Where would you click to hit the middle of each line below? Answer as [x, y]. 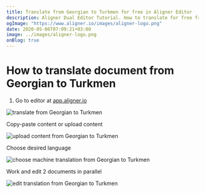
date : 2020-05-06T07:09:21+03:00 [49, 29]
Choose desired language [39, 148]
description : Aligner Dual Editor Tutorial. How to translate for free [99, 18]
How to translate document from [90, 71]
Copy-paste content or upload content [55, 124]
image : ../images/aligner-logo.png [52, 35]
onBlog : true [23, 40]
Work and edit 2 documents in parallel [54, 171]
